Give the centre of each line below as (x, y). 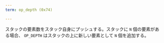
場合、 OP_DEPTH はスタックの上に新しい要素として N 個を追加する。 (79, 35)
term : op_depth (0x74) (29, 10)
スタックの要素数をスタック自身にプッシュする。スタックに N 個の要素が (80, 29)
